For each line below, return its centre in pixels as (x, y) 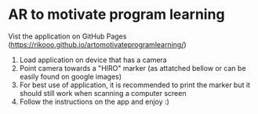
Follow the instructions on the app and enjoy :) (94, 101)
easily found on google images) (71, 76)
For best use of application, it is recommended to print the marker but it (135, 85)
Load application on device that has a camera (93, 60)
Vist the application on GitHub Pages (67, 36)
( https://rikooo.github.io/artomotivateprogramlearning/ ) (97, 44)
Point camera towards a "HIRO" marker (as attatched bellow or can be (133, 68)
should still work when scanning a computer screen (103, 93)
